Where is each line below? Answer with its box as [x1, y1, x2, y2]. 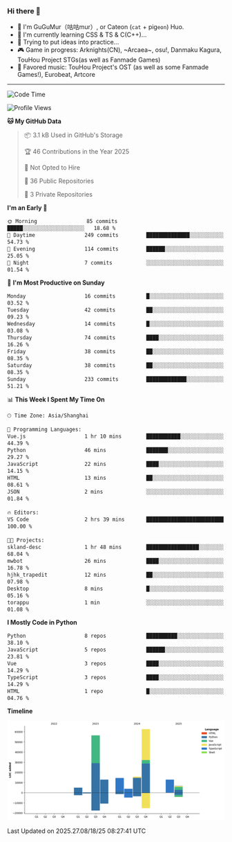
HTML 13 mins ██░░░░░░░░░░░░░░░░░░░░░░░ [7, 474, 224, 482]
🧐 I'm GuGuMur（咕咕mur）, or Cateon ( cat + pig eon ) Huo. [17, 23, 184, 31]
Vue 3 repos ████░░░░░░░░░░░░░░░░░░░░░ [7, 661, 224, 668]
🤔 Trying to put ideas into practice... [17, 38, 119, 46]
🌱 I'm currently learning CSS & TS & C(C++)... [17, 30, 147, 39]
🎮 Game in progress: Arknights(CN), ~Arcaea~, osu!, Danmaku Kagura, [17, 46, 222, 54]
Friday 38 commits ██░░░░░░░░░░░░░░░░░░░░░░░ [7, 348, 224, 355]
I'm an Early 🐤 [7, 204, 48, 212]
